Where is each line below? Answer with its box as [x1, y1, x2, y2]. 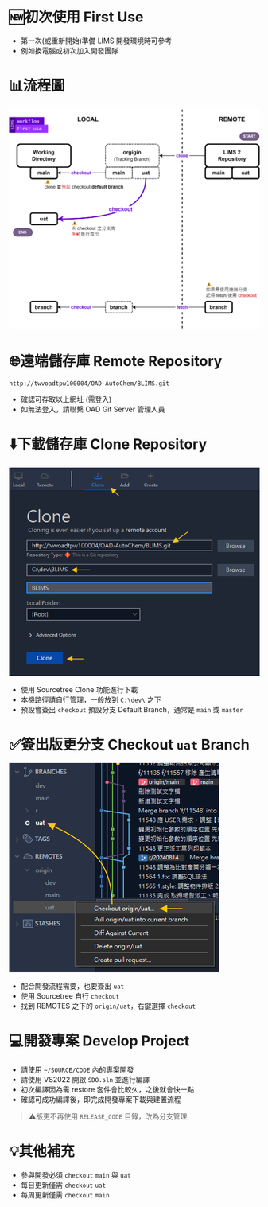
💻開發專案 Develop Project [9, 1032, 190, 1049]
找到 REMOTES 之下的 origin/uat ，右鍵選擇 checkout [20, 1001, 196, 1010]
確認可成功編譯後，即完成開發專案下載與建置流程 [20, 1094, 181, 1104]
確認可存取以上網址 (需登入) [20, 395, 112, 404]
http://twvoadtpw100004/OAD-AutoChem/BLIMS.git [9, 380, 170, 387]
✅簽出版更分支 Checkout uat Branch [9, 736, 250, 753]
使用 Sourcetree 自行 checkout [20, 991, 120, 1000]
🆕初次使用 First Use [9, 8, 144, 26]
